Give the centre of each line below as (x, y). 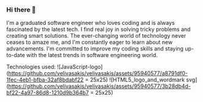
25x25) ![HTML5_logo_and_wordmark (137, 80)
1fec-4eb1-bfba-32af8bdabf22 (45, 80)
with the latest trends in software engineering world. (92, 55)
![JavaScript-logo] (80, 67)
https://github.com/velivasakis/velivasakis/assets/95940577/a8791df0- (98, 73)
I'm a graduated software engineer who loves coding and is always (91, 23)
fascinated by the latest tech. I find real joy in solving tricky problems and (98, 29)
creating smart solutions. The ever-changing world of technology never (96, 36)
